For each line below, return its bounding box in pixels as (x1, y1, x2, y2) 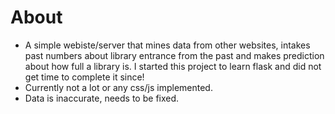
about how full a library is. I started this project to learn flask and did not (24, 60, 322, 72)
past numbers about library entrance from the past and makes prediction (24, 49, 325, 61)
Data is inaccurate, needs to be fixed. (24, 92, 180, 104)
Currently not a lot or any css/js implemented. (24, 81, 213, 93)
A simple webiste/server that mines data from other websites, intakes (24, 39, 311, 51)
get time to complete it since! (24, 71, 145, 83)
